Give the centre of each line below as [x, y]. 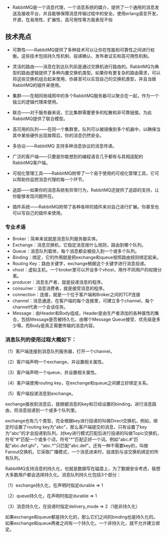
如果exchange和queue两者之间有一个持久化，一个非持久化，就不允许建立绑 [83, 523]
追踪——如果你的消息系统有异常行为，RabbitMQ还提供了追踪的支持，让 [86, 190]
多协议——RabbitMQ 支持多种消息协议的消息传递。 [65, 146]
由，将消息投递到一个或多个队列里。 [42, 410]
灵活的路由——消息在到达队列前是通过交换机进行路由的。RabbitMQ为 [83, 67]
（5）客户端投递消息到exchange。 [41, 394]
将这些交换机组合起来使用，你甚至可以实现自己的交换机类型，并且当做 [84, 79]
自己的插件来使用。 [45, 213]
